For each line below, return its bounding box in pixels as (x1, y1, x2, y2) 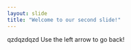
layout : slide (7, 10, 48, 17)
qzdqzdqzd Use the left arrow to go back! (7, 35, 125, 43)
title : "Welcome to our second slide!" (7, 16, 121, 23)
